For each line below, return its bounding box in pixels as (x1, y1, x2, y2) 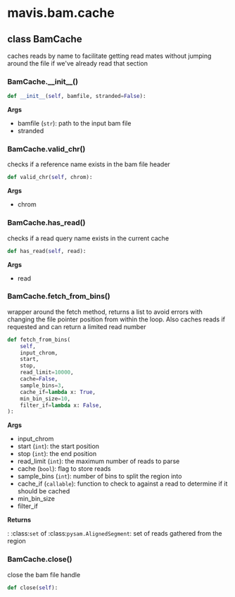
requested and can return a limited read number (7, 322, 146, 331)
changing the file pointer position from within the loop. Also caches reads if (7, 315, 225, 324)
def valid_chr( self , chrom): (7, 174, 93, 181)
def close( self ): (7, 584, 58, 591)
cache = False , (20, 376, 58, 383)
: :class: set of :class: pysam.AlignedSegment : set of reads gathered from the (7, 529, 222, 538)
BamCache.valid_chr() (7, 144, 86, 154)
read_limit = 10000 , (20, 369, 74, 376)
